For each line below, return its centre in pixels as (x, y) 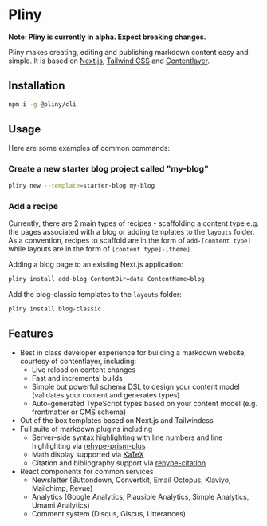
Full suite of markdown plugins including (86, 429)
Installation (37, 86)
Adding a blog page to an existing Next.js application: (96, 264)
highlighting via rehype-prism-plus (88, 446)
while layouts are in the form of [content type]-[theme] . (100, 248)
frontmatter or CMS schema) (79, 412)
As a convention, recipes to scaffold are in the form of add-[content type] (130, 240)
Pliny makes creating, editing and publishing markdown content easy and (128, 52)
